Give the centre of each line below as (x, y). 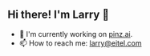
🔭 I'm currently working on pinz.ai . (76, 34)
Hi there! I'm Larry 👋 (59, 15)
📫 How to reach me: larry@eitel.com (80, 43)
